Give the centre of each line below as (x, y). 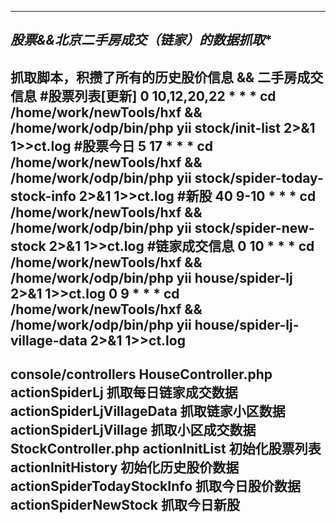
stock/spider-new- (254, 227)
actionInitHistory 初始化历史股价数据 (125, 467)
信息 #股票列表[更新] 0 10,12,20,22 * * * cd (143, 96)
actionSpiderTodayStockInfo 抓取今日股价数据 (156, 486)
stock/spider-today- (259, 177)
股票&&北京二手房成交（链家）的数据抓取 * (141, 40)
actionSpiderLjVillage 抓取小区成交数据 (133, 430)
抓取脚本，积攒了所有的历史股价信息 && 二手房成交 (167, 77)
